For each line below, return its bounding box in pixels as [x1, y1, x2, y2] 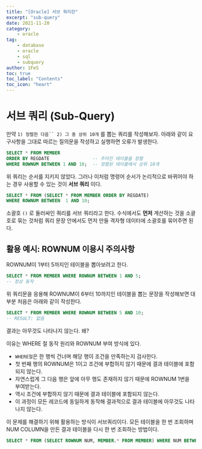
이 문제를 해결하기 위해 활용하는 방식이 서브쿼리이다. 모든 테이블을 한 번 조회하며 [6, 418, 194, 425]
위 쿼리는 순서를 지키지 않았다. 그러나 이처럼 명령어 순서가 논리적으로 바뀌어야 [6, 173, 188, 180]
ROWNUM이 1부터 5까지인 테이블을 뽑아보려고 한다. [6, 261, 128, 268]
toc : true [6, 70, 31, 76]
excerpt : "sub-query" [6, 14, 61, 20]
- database [17, 43, 44, 49]
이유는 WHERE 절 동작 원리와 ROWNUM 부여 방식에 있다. [6, 339, 141, 347]
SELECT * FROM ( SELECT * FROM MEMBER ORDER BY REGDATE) [6, 192, 149, 199]
